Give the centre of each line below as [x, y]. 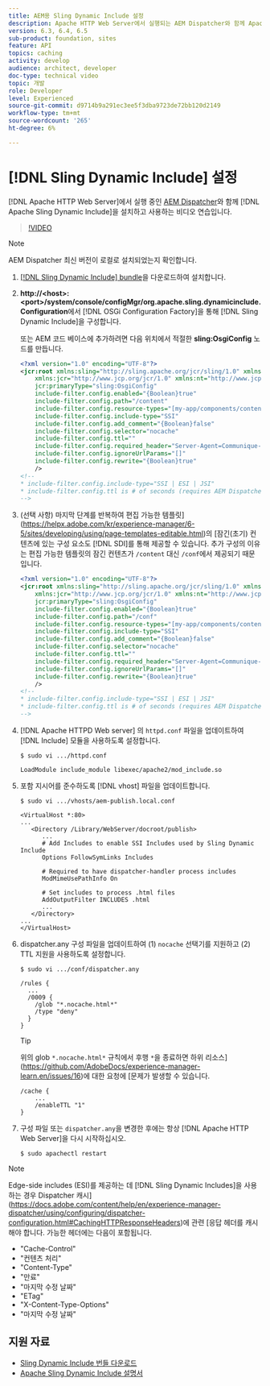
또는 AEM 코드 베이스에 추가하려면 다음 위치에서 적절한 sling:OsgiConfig [136, 338]
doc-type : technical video [53, 76]
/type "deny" [57, 1011]
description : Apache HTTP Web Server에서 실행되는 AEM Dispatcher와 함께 [127, 23]
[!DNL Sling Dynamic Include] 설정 [123, 177]
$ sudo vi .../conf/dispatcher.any [80, 969]
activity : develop [39, 61]
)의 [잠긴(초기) [226, 533]
